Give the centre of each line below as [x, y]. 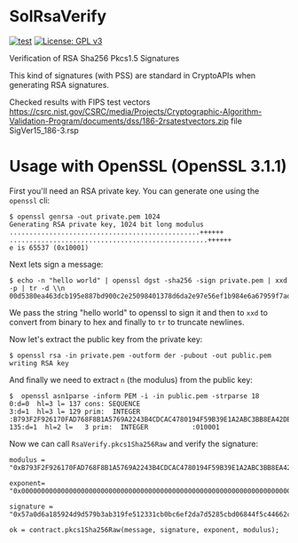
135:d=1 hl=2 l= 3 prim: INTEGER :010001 [114, 427]
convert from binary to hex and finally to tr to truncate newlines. [127, 322]
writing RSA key [39, 363]
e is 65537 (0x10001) [49, 248]
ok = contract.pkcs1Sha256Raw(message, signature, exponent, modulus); [144, 530]
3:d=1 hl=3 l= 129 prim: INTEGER [75, 411]
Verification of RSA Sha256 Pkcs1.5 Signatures [94, 58]
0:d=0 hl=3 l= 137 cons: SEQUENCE [75, 403]
